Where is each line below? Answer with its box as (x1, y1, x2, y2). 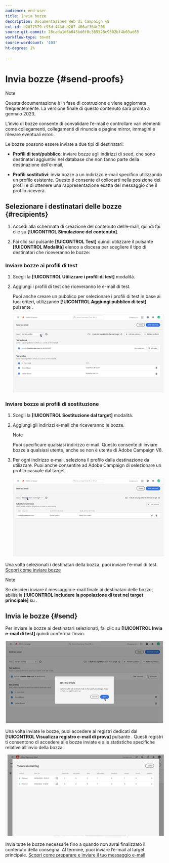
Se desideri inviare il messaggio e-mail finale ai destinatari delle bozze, (5, 586, 153, 592)
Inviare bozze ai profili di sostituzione (5, 400, 99, 407)
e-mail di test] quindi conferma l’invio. (5, 631, 85, 637)
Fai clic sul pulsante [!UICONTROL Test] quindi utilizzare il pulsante (12, 238, 153, 245)
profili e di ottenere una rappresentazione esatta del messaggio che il (12, 182, 157, 188)
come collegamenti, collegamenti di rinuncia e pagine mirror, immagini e (5, 126, 155, 132)
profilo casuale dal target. (12, 467, 66, 473)
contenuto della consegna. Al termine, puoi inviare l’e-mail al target (5, 847, 145, 853)
